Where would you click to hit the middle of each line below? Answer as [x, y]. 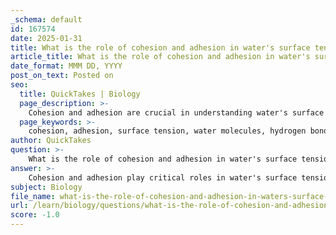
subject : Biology [46, 187]
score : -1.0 [35, 215]
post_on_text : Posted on [62, 76]
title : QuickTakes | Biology [80, 94]
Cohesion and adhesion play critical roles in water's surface [163, 177]
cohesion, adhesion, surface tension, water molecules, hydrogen [167, 131]
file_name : [33, 196]
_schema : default [46, 19]
